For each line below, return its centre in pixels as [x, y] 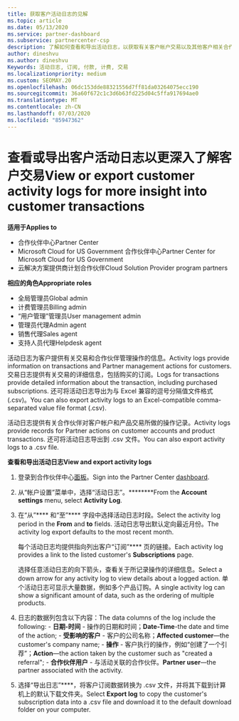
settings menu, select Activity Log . [70, 500]
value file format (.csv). [73, 408]
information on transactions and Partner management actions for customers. [120, 365]
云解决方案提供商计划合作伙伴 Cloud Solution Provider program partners [123, 268]
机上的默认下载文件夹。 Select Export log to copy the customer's [112, 694]
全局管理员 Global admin [53, 298]
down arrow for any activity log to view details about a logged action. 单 [123, 578]
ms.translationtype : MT [43, 101]
